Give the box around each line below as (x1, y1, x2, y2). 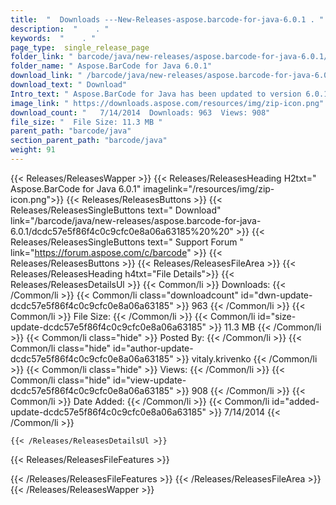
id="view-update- (113, 374, 187, 386)
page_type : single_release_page (10, 42, 150, 53)
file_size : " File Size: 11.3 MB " (10, 117, 163, 127)
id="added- (271, 395, 320, 407)
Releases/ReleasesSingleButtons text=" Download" (10, 204, 222, 216)
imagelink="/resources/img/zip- (143, 182, 275, 195)
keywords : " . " (10, 33, 97, 43)
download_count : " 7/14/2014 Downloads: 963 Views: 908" (10, 107, 271, 118)
